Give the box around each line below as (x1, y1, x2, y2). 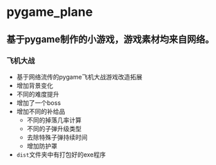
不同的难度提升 (16, 90, 59, 98)
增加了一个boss (16, 98, 61, 107)
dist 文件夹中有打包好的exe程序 (16, 150, 106, 159)
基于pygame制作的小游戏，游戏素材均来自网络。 (6, 33, 215, 45)
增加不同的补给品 (16, 107, 66, 115)
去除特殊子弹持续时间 (26, 133, 88, 142)
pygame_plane (6, 4, 93, 20)
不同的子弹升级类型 (26, 124, 82, 133)
